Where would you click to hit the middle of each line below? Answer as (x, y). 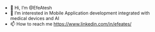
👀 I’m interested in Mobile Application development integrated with (80, 13)
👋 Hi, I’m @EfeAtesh (31, 8)
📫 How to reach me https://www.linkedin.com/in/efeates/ (71, 24)
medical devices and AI (35, 18)
